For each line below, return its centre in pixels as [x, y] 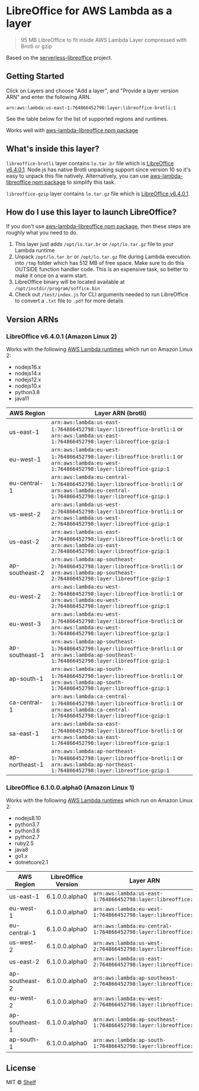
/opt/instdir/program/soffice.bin [57, 289]
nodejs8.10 [28, 818]
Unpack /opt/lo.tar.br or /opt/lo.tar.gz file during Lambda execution [102, 257]
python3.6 [27, 831]
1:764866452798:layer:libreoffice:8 [145, 900]
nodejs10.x [28, 386]
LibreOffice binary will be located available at [70, 282]
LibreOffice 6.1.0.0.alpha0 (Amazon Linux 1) [70, 788]
